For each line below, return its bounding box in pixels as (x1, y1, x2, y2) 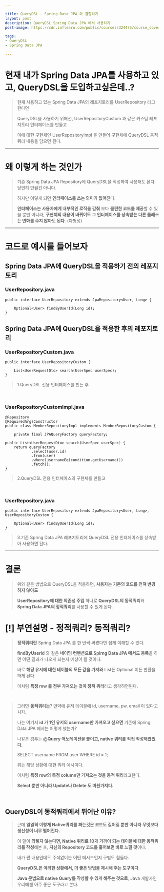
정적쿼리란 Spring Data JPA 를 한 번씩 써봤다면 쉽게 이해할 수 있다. (17, 640, 145, 645)
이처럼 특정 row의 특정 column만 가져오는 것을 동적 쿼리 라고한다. (17, 772, 141, 778)
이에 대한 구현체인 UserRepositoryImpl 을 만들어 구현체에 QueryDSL (17, 132, 149, 138)
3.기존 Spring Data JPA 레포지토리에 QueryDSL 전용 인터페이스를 (17, 534, 143, 540)
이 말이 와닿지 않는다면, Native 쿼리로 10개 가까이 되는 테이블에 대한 (17, 838, 146, 844)
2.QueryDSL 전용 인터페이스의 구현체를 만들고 (17, 475, 106, 481)
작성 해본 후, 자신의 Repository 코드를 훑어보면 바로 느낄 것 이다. (26, 844, 146, 850)
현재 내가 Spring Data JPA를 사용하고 (5, 70, 149, 81)
